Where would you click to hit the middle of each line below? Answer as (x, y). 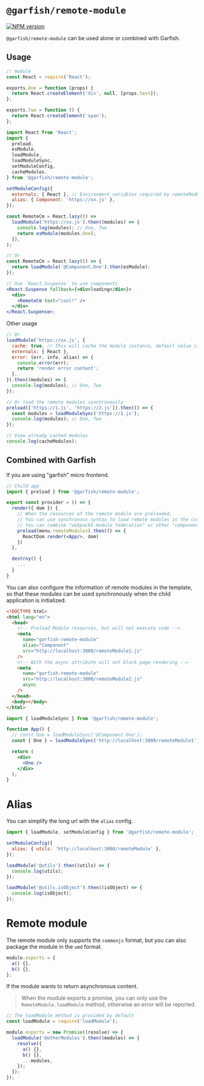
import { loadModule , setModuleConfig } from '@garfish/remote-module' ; (100, 832)
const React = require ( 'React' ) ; (49, 77)
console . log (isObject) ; (42, 893)
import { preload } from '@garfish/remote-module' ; (73, 492)
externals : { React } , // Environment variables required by (91, 194)
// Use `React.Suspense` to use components (62, 284)
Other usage (22, 323)
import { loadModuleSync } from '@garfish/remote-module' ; (83, 718)
